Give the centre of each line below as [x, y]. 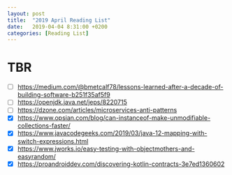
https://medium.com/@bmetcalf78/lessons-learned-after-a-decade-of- [120, 87]
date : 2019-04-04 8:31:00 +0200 [58, 26]
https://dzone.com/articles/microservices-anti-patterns [97, 110]
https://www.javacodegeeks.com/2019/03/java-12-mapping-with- [112, 133]
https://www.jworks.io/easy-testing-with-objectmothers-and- [106, 149]
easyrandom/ [36, 156]
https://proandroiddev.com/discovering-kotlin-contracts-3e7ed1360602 [121, 164]
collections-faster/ [44, 125]
